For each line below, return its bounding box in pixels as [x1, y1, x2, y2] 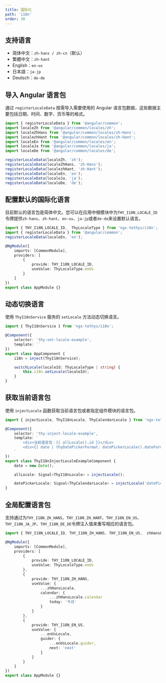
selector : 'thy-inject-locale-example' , [14, 431, 98, 436]
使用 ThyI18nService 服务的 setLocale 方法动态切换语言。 [5, 314, 122, 320]
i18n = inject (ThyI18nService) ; [14, 356, 81, 361]
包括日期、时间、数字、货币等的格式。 [9, 111, 87, 117]
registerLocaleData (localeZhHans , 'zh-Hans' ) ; [5, 162, 103, 167]
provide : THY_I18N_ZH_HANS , [31, 576, 90, 582]
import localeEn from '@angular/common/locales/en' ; [5, 139, 116, 144]
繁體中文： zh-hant [12, 56, 50, 62]
